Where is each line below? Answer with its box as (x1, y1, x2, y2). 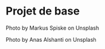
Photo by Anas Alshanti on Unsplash (5, 36, 97, 43)
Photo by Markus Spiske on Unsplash (5, 24, 100, 31)
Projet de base (5, 4, 80, 18)
